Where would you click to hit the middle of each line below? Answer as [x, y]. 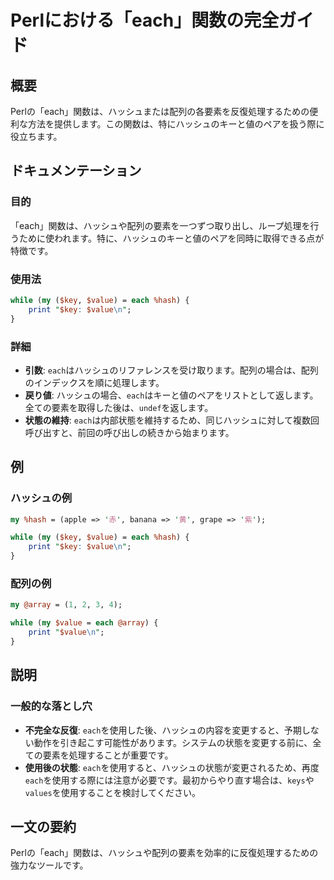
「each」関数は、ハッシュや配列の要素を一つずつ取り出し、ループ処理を [160, 225]
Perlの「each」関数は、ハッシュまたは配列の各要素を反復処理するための [160, 111]
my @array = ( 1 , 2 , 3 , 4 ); [66, 605]
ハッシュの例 [41, 498]
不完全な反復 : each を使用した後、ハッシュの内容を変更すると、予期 [163, 730]
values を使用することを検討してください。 [112, 792]
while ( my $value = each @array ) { [84, 623]
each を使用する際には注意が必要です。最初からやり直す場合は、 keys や [169, 780]
